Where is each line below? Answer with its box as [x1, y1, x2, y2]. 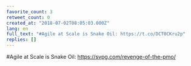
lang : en [6, 25, 28, 32]
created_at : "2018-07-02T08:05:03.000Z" [6, 20, 110, 26]
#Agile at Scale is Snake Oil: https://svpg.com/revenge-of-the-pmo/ [6, 53, 176, 60]
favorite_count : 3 [6, 8, 53, 15]
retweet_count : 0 [6, 14, 50, 20]
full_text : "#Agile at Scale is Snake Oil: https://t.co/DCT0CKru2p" [6, 31, 186, 37]
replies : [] [6, 37, 36, 43]
